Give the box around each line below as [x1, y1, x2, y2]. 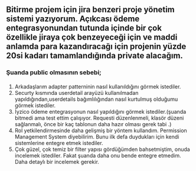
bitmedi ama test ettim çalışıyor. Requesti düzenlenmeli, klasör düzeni [14, 114, 184, 121]
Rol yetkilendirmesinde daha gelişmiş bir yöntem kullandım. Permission [14, 127, 187, 134]
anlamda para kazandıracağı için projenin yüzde [6, 41, 187, 52]
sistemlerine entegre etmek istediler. [14, 139, 103, 146]
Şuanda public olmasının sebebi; [6, 68, 102, 77]
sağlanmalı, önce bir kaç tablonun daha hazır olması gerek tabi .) [14, 120, 172, 127]
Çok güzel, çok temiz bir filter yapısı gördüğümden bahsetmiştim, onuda [14, 146, 190, 153]
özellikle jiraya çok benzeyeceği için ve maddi [6, 32, 178, 42]
